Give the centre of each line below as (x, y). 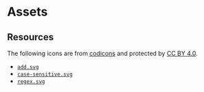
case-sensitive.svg (45, 74)
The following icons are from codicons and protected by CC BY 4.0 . (102, 53)
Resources (30, 37)
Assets (27, 12)
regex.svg (31, 82)
